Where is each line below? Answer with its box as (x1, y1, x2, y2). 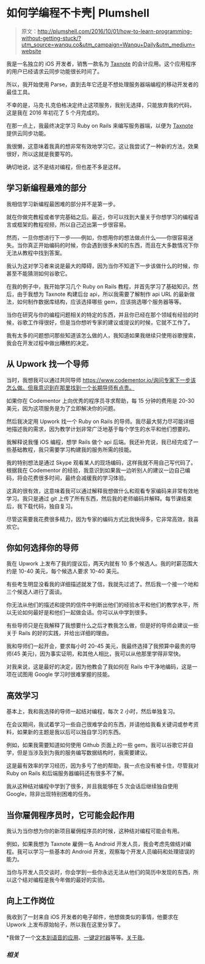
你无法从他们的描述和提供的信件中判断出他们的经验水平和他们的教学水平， (6, 601, 193, 609)
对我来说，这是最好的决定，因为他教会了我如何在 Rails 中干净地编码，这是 (6, 663, 192, 671)
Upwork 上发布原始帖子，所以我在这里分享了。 (6, 921, 124, 928)
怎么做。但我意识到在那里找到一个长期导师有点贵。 (6, 384, 135, 391)
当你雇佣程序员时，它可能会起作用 (6, 810, 135, 820)
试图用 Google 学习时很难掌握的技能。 (16, 671, 113, 678)
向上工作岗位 (6, 896, 55, 906)
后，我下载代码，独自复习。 (6, 502, 76, 510)
